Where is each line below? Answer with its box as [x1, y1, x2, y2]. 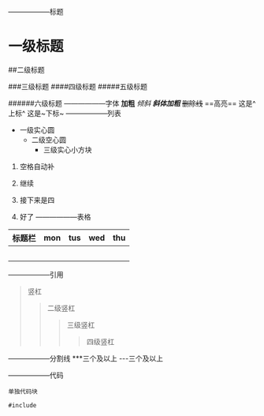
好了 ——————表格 [19, 212, 91, 221]
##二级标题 [8, 65, 45, 74]
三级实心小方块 [43, 144, 92, 154]
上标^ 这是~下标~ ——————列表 [8, 108, 121, 118]
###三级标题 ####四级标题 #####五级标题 [8, 81, 148, 91]
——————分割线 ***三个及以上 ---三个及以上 [8, 354, 164, 363]
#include [8, 401, 37, 409]
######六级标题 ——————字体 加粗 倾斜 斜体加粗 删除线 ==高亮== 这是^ [8, 98, 256, 108]
